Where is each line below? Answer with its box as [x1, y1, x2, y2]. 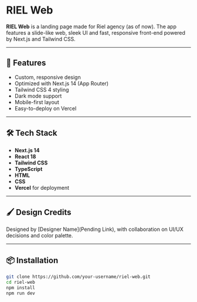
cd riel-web [6, 280, 35, 286]
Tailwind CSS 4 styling [14, 86, 69, 93]
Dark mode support [14, 92, 62, 99]
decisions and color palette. [6, 232, 73, 239]
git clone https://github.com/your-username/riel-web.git [6, 274, 151, 280]
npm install [6, 284, 35, 291]
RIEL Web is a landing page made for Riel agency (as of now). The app [6, 23, 177, 30]
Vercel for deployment [14, 184, 69, 191]
